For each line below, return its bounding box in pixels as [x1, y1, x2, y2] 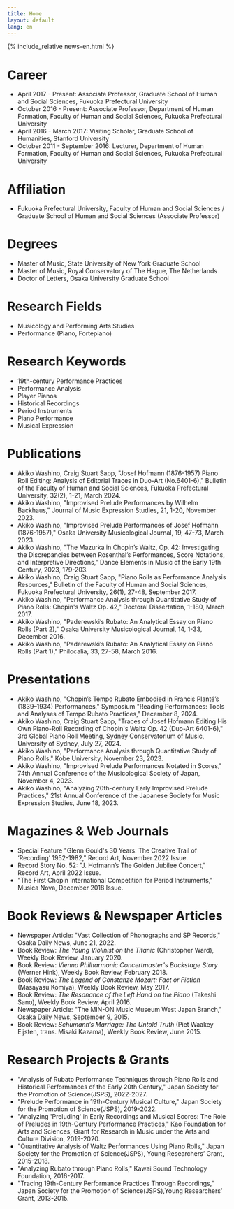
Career [7, 67, 48, 82]
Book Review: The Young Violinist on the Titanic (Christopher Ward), [17, 946, 214, 954]
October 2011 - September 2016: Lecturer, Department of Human [17, 142, 204, 150]
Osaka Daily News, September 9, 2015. [17, 1013, 129, 1021]
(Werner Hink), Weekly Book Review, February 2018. [17, 968, 168, 976]
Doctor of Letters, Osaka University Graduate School [17, 274, 170, 283]
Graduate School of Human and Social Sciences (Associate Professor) [17, 212, 220, 220]
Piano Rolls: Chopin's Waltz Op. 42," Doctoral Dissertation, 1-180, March [17, 602, 225, 611]
